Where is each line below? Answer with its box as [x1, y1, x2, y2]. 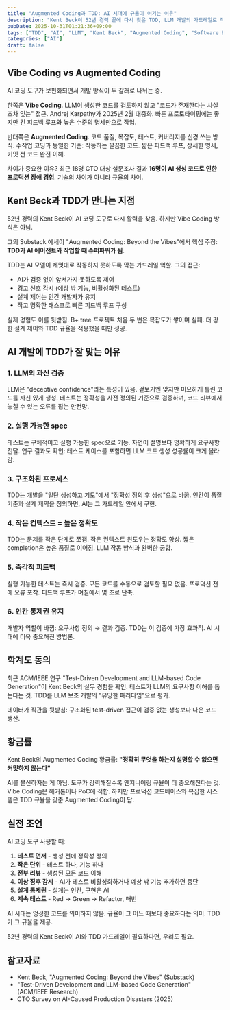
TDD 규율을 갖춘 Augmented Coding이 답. [19, 796, 135, 804]
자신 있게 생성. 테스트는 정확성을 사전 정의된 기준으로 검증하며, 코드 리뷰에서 [19, 394, 222, 402]
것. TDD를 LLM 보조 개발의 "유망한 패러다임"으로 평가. [25, 690, 170, 699]
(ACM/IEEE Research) [16, 988, 79, 996]
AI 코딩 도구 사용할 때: [7, 837, 66, 845]
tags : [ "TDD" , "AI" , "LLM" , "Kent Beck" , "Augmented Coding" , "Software [7, 29, 219, 36]
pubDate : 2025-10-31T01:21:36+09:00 [7, 23, 112, 29]
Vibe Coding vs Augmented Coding [7, 67, 161, 79]
